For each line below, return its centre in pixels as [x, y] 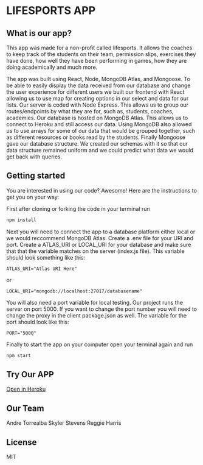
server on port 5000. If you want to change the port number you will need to [102, 309]
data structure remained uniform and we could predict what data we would [100, 150]
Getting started [36, 176]
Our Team [25, 408]
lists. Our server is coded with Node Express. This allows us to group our [98, 105]
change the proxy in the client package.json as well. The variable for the [97, 315]
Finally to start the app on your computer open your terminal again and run [100, 344]
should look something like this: [46, 257]
